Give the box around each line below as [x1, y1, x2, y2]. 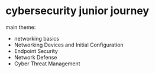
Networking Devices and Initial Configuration [14, 41, 124, 48]
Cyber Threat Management [14, 60, 80, 67]
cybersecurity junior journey [5, 4, 149, 18]
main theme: [5, 24, 36, 31]
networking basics [14, 35, 60, 42]
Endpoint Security [14, 47, 59, 54]
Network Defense [14, 54, 57, 61]
